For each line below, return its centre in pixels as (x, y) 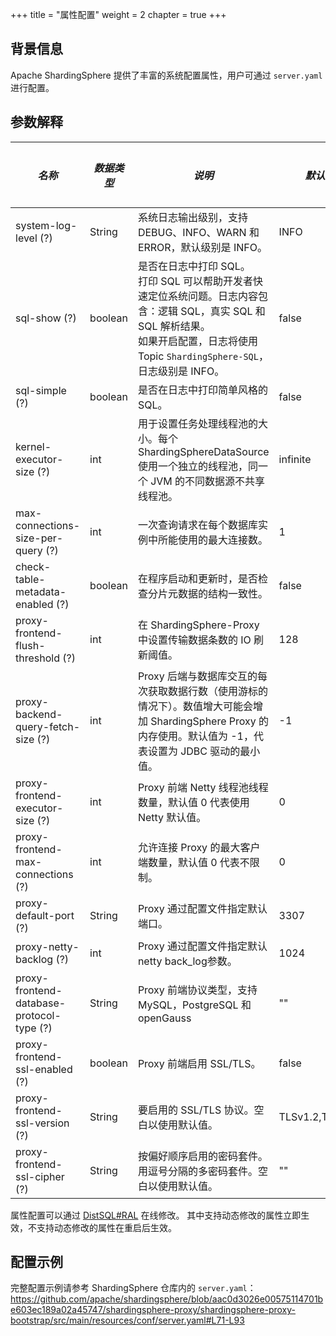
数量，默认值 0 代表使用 (193, 802)
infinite (295, 459)
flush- (30, 645)
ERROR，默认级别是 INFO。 (202, 247)
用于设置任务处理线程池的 (197, 423)
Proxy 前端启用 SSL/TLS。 (199, 1063)
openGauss (164, 1018)
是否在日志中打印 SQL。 (194, 266)
